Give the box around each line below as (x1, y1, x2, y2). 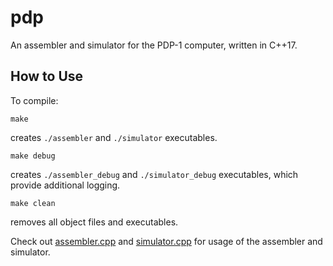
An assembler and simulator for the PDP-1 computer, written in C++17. (10, 39, 298, 51)
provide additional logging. (10, 179, 121, 191)
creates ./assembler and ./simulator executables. (10, 131, 218, 143)
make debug (10, 151, 56, 161)
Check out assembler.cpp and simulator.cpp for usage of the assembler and (10, 235, 323, 247)
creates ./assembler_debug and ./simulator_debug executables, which (10, 168, 299, 180)
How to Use (10, 68, 84, 85)
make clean (10, 198, 56, 208)
